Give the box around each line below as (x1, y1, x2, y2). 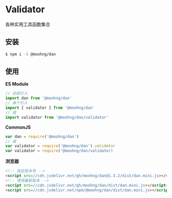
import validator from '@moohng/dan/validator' (5, 114, 109, 120)
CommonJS (5, 124, 31, 130)
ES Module (5, 81, 29, 87)
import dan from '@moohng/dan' (5, 96, 72, 101)
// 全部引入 (5, 91, 28, 96)
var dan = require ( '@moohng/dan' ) (5, 134, 79, 139)
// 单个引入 (5, 101, 28, 106)
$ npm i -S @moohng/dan (5, 51, 56, 57)
